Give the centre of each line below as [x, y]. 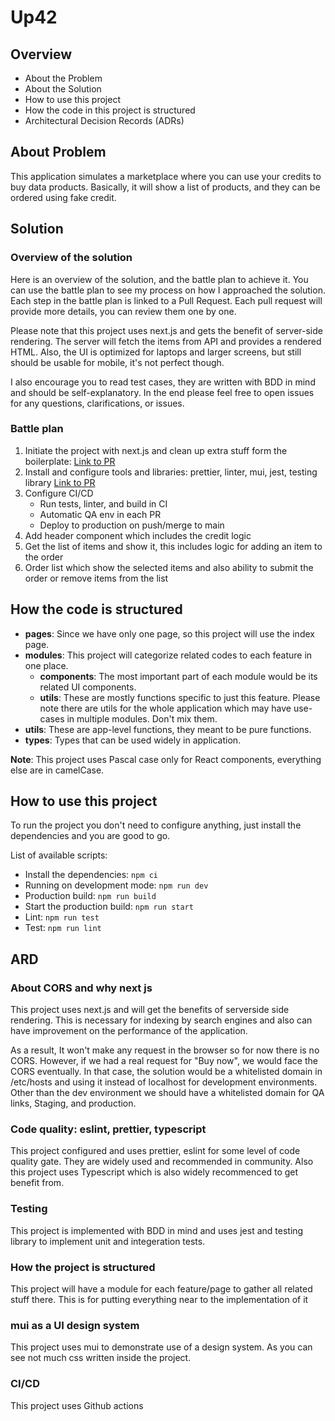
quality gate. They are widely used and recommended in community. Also [162, 1162]
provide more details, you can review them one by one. [123, 311]
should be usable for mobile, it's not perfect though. [117, 362]
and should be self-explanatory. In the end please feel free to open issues [162, 392]
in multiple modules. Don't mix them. [142, 718]
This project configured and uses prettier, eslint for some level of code [155, 1151]
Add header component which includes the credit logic [138, 535]
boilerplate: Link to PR [70, 461]
